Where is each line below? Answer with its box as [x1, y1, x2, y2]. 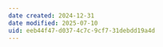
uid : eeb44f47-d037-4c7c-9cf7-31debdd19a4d [8, 26, 156, 34]
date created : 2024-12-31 [8, 11, 94, 20]
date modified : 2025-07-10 [8, 19, 98, 27]
